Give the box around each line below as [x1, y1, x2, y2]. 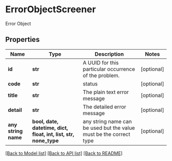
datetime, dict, [32, 124, 68, 131]
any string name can [82, 118, 132, 125]
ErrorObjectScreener [5, 4, 96, 15]
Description [94, 50, 124, 57]
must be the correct [82, 130, 131, 137]
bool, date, [32, 118, 59, 125]
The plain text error [82, 88, 129, 96]
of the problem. [82, 72, 120, 79]
